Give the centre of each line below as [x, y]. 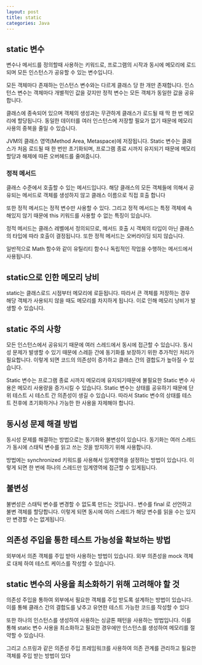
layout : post [23, 12]
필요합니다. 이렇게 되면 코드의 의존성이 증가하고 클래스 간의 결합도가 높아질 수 [97, 360]
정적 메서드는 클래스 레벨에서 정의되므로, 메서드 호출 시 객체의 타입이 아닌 [92, 229]
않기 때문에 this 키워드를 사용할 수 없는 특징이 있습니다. [87, 216]
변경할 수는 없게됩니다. [39, 519]
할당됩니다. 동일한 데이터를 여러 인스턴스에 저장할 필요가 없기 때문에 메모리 [105, 121]
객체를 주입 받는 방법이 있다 [39, 656]
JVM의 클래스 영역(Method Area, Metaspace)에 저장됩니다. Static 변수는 [93, 141]
